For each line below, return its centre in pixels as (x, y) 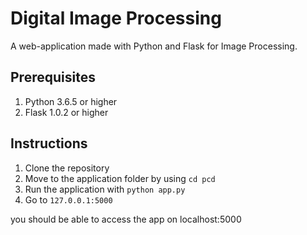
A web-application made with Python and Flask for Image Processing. (154, 46)
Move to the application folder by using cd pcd (120, 178)
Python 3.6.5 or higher (71, 101)
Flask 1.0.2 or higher (66, 112)
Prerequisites (53, 77)
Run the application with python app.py (105, 189)
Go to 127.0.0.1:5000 (68, 199)
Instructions (49, 143)
